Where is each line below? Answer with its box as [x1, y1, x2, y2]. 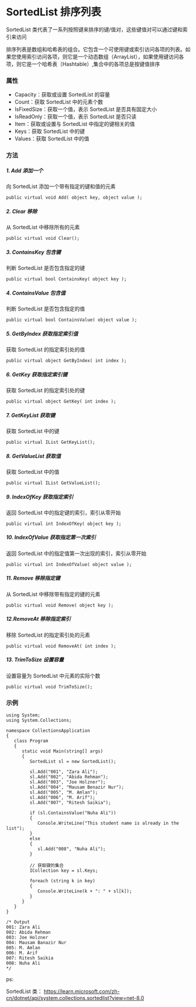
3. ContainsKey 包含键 [6, 248, 61, 256]
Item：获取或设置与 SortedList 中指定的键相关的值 [14, 121, 135, 128]
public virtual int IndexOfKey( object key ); [6, 521, 122, 527]
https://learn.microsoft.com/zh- [43, 988, 120, 995]
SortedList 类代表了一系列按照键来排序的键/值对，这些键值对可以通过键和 [6, 26, 183, 33]
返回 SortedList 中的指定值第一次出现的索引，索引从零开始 [6, 550, 147, 557]
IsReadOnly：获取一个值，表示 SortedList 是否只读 [14, 113, 136, 121]
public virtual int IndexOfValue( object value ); [6, 561, 132, 567]
